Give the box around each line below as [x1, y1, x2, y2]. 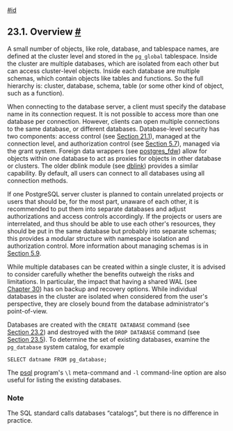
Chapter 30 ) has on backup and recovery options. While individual [7, 285, 198, 293]
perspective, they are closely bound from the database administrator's [7, 299, 209, 308]
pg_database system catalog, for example [7, 343, 125, 351]
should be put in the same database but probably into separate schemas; [7, 226, 217, 235]
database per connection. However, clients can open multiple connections [7, 117, 220, 125]
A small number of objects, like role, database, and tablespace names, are [7, 45, 219, 53]
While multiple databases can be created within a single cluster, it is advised [7, 262, 226, 271]
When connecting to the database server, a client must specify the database [7, 102, 226, 111]
